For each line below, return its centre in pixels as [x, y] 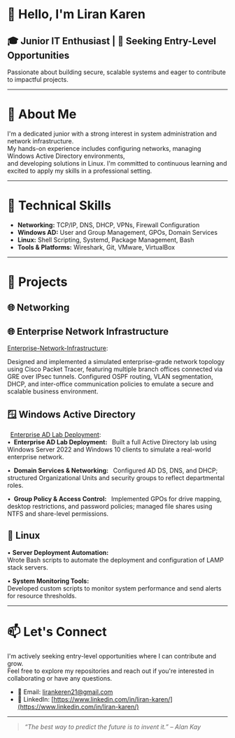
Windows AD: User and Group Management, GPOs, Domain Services [117, 232]
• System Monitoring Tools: [48, 581]
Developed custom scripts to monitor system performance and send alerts [114, 588]
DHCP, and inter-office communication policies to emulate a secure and [111, 384]
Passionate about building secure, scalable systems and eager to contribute [116, 72]
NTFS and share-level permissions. [58, 514]
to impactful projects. [38, 79]
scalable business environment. [53, 391]
